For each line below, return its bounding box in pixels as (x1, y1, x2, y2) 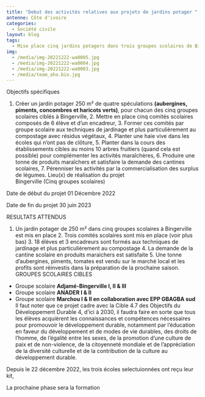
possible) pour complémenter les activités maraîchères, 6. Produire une (15, 152, 195, 159)
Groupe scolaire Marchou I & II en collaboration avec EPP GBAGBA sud (15, 296, 196, 303)
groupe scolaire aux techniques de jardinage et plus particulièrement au (15, 126, 196, 133)
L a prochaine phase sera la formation (6, 384, 101, 392)
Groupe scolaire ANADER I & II (15, 289, 92, 296)
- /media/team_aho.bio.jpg (12, 71, 81, 78)
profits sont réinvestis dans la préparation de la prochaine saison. (15, 264, 180, 272)
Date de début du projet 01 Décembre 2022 (6, 190, 116, 197)
